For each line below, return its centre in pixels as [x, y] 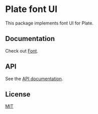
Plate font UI [31, 9]
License [18, 94]
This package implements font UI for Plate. [50, 23]
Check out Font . [22, 50]
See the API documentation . [34, 78]
